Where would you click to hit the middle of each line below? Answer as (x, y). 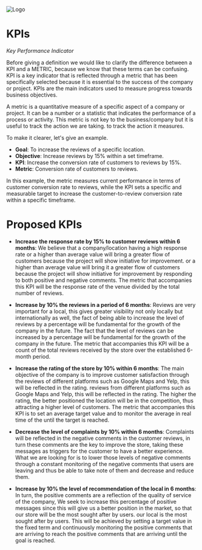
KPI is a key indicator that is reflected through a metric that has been (92, 75)
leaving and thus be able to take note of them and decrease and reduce (104, 470)
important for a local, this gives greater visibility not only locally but (99, 311)
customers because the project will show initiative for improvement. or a (105, 261)
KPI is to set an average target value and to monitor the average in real (103, 413)
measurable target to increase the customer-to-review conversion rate (94, 193)
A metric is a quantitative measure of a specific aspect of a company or (96, 106)
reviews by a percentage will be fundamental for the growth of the (98, 324)
